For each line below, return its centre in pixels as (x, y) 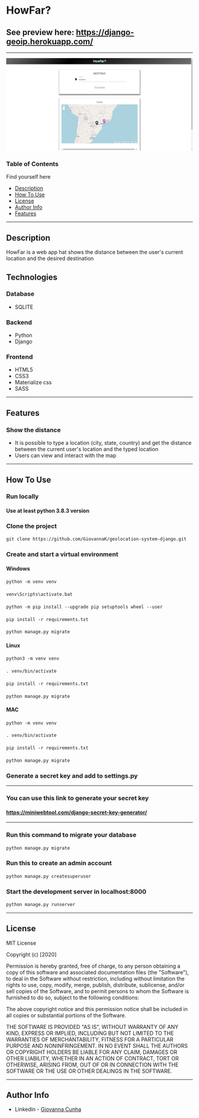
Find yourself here (28, 177)
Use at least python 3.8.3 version (48, 511)
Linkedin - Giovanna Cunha (48, 1109)
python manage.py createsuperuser (49, 876)
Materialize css (33, 382)
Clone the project (32, 526)
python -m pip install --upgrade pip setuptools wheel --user (84, 607)
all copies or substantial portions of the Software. (66, 1015)
